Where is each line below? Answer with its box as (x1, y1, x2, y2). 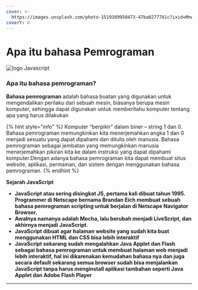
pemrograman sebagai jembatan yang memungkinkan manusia (6, 142, 159, 149)
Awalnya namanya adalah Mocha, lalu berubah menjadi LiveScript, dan (14, 215, 192, 222)
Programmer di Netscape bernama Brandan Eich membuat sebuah (14, 196, 181, 203)
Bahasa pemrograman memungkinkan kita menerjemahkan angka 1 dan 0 (6, 129, 184, 136)
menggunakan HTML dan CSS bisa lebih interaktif (14, 234, 140, 241)
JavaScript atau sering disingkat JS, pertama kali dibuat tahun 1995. (14, 190, 186, 197)
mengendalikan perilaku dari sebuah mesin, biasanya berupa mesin (6, 99, 170, 106)
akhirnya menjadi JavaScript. (14, 221, 88, 228)
